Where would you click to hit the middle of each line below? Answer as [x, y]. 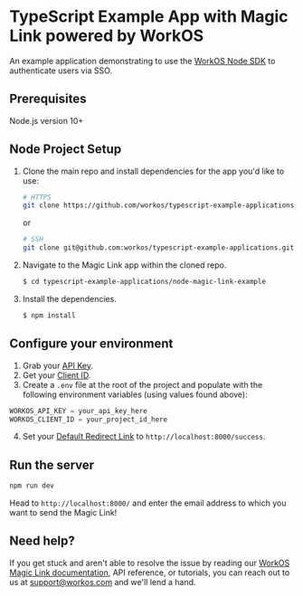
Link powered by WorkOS [107, 36]
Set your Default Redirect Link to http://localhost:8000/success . [144, 437]
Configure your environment [91, 344]
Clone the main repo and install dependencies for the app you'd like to [153, 171]
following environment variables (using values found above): [135, 394]
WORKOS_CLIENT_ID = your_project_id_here [89, 419]
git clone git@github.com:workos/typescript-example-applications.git [158, 248]
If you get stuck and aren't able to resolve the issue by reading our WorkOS [150, 563]
